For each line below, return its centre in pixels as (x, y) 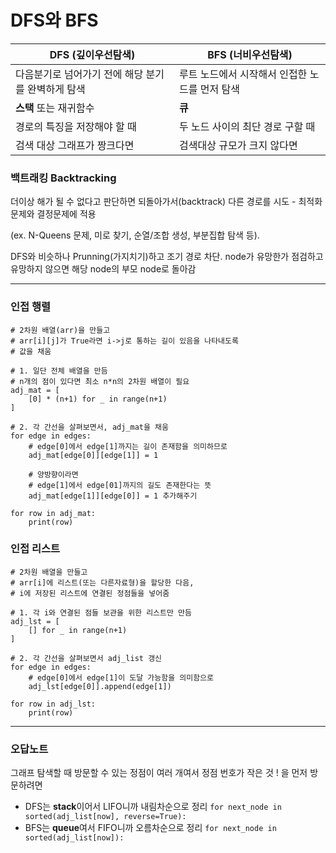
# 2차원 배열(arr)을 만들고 (60, 330)
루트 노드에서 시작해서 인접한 (243, 74)
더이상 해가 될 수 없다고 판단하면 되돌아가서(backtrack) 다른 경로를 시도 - (153, 202)
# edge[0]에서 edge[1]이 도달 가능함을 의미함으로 (121, 677)
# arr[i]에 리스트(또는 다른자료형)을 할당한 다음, (102, 582)
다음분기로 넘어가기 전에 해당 (79, 74)
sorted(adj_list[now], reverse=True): (105, 817)
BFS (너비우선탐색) (250, 54)
